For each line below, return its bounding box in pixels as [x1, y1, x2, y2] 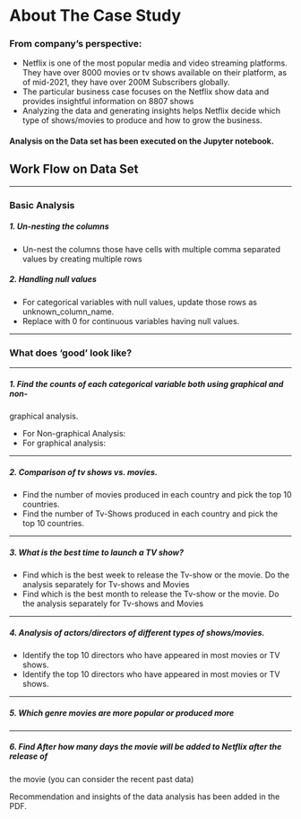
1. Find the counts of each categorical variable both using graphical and [9, 378, 284, 389]
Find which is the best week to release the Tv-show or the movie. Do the [21, 569, 289, 580]
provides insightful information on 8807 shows [21, 96, 194, 107]
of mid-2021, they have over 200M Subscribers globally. [21, 77, 230, 88]
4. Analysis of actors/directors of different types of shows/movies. [9, 627, 265, 638]
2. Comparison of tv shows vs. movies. [9, 466, 159, 477]
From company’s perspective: [9, 38, 142, 50]
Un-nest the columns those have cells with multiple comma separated [21, 243, 280, 254]
